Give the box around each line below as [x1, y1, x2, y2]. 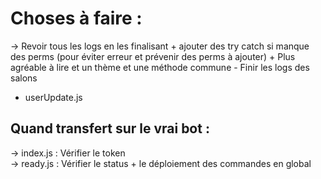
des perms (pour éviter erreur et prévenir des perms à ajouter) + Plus [10, 50, 296, 62]
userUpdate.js [24, 91, 83, 103]
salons [10, 72, 38, 84]
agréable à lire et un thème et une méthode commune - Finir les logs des [10, 61, 310, 73]
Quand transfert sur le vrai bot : [10, 120, 210, 137]
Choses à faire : [10, 7, 143, 30]
